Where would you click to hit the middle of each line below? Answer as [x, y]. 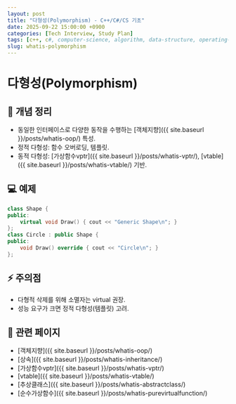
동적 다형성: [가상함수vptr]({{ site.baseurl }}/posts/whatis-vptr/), [109, 156]
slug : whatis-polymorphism [47, 46]
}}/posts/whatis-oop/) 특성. [57, 138]
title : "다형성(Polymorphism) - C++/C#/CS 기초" [76, 20]
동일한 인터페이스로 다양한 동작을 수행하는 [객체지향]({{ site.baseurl [111, 130]
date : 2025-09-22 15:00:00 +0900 [56, 27]
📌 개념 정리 [30, 111]
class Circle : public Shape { [53, 235]
